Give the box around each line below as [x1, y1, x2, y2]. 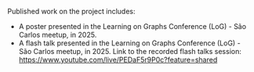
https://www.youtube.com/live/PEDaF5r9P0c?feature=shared [18, 55, 218, 64]
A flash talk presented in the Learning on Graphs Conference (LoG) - [18, 38, 241, 48]
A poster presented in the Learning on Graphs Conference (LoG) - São [18, 22, 247, 31]
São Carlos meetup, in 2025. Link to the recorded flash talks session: [18, 47, 242, 56]
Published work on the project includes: [7, 7, 136, 16]
